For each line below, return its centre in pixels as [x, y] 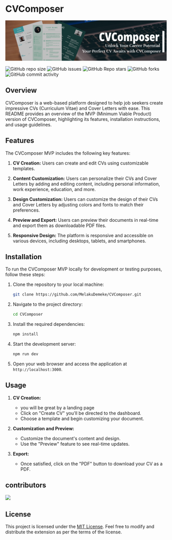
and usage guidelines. [29, 124]
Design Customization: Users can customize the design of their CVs [85, 199]
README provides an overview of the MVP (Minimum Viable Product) [79, 114]
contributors [26, 485]
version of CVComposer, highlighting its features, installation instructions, [83, 119]
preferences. [26, 210]
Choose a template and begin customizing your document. [82, 419]
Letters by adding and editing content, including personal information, [86, 184]
